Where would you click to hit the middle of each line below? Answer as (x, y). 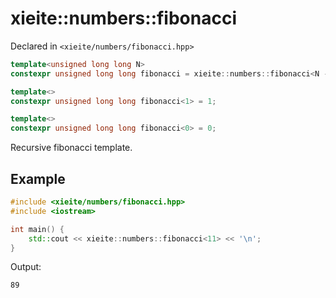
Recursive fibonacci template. (71, 148)
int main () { (37, 229)
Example (38, 178)
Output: (26, 267)
